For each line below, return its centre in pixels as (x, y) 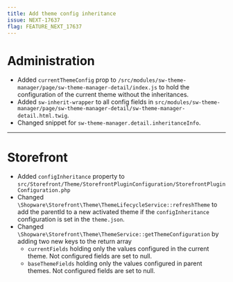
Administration (51, 61)
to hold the (174, 87)
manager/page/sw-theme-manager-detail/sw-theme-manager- (101, 109)
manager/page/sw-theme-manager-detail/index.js (87, 88)
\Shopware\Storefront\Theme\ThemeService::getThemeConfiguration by (118, 234)
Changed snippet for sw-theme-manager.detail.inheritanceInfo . (109, 123)
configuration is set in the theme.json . (71, 220)
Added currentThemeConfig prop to (67, 80)
